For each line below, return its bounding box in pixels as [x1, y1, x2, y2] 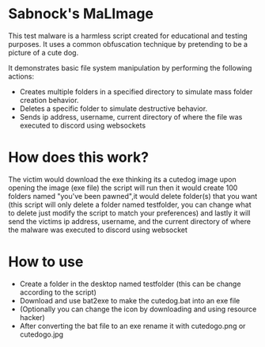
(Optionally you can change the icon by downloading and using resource [19, 304, 257, 314]
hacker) [19, 312, 45, 322]
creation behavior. [19, 95, 79, 105]
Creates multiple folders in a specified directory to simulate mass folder [19, 86, 253, 96]
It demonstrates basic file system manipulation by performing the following [8, 63, 252, 72]
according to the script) [19, 287, 97, 297]
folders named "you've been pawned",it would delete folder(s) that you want [8, 191, 258, 200]
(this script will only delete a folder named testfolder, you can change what [8, 200, 252, 209]
